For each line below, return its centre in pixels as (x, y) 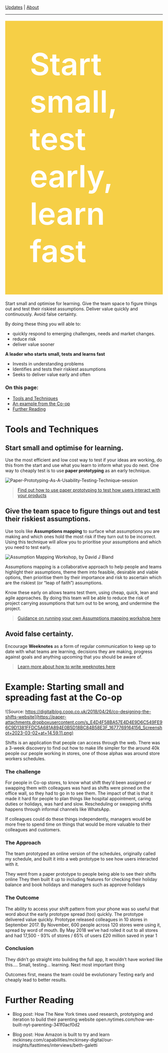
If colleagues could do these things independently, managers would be (78, 819)
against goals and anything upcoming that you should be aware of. (74, 657)
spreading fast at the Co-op (64, 697)
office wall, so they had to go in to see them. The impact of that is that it (79, 793)
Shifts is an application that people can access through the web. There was (83, 742)
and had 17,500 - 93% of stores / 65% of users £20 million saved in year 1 (81, 935)
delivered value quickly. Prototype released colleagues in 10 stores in (76, 919)
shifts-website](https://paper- (36, 717)
